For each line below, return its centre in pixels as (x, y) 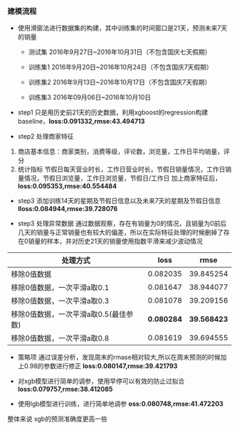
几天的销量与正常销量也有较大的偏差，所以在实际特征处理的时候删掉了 (121, 232)
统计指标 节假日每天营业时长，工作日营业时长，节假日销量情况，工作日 (121, 169)
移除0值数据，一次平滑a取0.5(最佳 (69, 314)
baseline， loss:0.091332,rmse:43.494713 (81, 122)
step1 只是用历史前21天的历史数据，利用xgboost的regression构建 (113, 112)
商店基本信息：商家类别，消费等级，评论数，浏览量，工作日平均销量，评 (123, 151)
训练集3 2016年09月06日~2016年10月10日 (90, 97)
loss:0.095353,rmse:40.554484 (67, 186)
